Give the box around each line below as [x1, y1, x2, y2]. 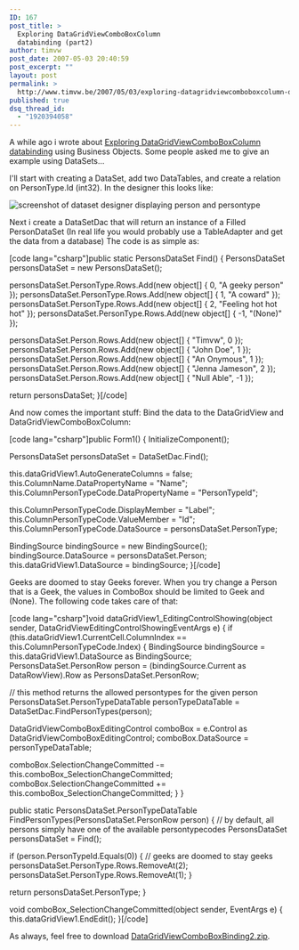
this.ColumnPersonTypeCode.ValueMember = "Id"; [9, 514, 196, 525]
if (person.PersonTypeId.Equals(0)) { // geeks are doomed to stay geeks [9, 851, 273, 862]
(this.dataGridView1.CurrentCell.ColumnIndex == [9, 632, 188, 643]
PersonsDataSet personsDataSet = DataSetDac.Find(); [9, 451, 209, 462]
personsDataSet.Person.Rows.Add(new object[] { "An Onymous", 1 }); [9, 353, 264, 365]
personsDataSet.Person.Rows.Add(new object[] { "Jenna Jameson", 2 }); [9, 363, 276, 374]
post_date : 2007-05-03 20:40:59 [9, 54, 129, 63]
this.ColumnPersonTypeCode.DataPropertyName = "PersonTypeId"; [9, 487, 259, 499]
